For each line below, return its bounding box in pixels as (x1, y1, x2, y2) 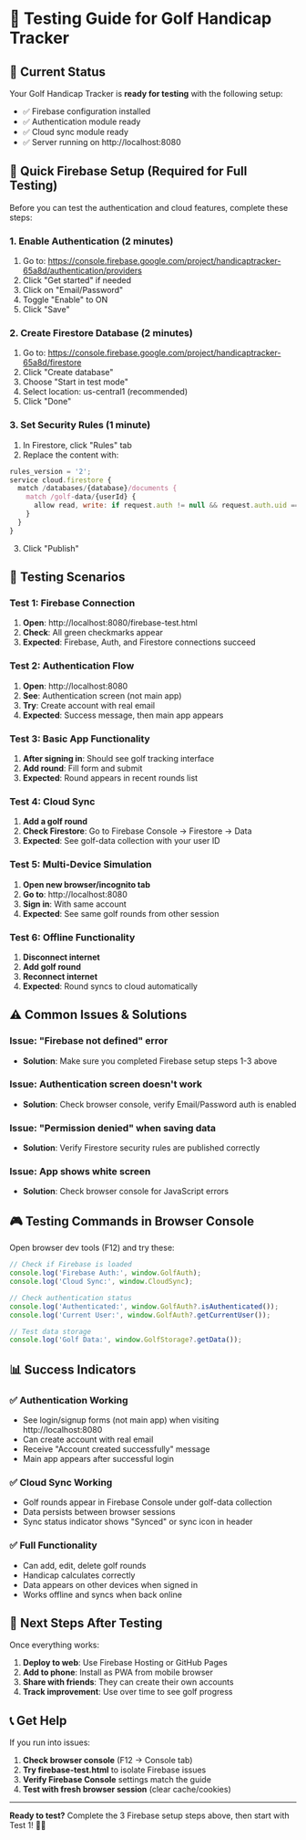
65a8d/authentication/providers (22, 265, 143, 277)
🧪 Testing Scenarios (9, 570, 126, 585)
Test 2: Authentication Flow (9, 659, 135, 672)
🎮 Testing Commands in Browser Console (9, 1214, 255, 1229)
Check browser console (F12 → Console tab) (22, 1755, 193, 1766)
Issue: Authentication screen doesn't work (9, 1078, 203, 1090)
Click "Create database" (22, 367, 114, 378)
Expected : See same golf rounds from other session (22, 908, 220, 919)
